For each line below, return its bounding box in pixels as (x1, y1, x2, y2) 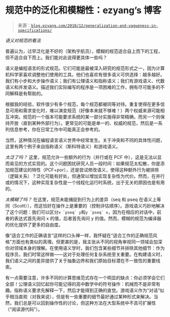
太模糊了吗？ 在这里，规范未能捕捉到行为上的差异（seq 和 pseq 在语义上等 (5, 196, 161, 202)
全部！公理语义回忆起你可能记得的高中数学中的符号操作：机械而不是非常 (5, 281, 156, 287)
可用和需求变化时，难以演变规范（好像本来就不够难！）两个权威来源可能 (9, 107, 160, 114)
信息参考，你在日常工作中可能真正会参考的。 (9, 126, 103, 132)
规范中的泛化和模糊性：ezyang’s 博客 (5, 5, 162, 16)
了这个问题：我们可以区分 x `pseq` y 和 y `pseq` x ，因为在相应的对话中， (5, 209, 157, 215)
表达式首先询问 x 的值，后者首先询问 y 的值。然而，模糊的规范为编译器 (14, 215, 162, 221)
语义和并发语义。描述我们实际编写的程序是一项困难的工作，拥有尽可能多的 (5, 84, 160, 90)
